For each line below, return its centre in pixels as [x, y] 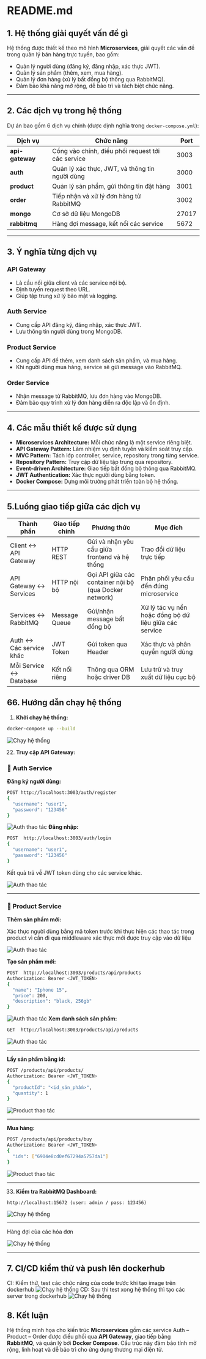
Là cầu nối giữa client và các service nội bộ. [71, 283]
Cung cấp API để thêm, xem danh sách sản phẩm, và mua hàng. [97, 361]
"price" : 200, [30, 995]
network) [100, 597]
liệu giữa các [159, 623]
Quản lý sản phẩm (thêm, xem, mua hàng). [69, 73]
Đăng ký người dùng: [34, 781]
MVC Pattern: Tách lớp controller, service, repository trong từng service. [107, 455]
